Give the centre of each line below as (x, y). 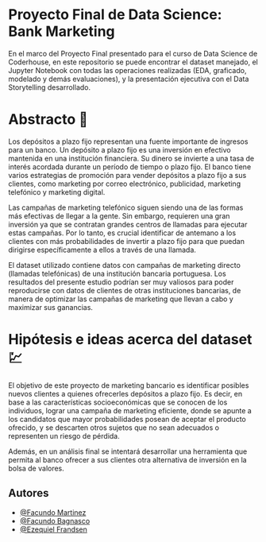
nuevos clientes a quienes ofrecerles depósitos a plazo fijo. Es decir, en (125, 393)
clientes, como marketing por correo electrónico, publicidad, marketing (124, 184)
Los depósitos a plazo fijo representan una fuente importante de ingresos (128, 141)
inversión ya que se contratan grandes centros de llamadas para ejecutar (128, 224)
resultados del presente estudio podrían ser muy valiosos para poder (121, 282)
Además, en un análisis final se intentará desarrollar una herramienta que (128, 451)
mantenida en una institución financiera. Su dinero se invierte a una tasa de (131, 158)
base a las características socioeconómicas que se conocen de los (118, 402)
